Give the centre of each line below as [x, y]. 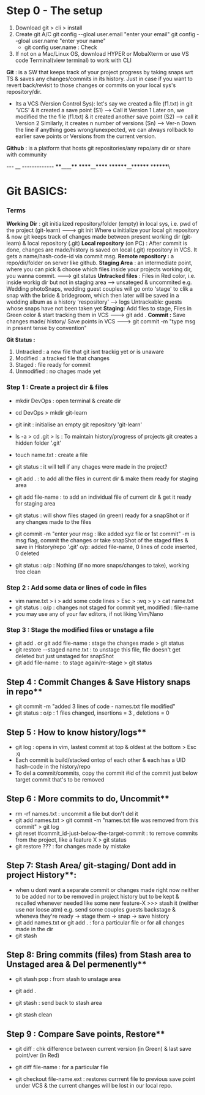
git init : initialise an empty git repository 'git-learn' [79, 425]
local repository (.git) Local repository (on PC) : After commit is [107, 244]
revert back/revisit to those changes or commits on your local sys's [91, 85]
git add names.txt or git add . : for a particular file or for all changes [100, 922]
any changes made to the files [53, 521]
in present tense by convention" [47, 328]
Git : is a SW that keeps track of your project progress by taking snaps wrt [100, 72]
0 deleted [27, 553]
